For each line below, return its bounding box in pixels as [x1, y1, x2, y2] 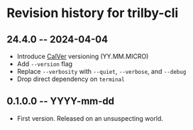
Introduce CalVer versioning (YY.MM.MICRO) [16, 52, 149, 60]
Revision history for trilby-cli [6, 5, 179, 21]
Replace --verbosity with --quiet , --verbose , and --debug [16, 67, 187, 75]
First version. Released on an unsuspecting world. [16, 114, 164, 122]
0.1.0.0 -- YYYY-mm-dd [6, 95, 115, 107]
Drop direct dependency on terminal [16, 75, 125, 83]
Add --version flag [16, 60, 72, 68]
